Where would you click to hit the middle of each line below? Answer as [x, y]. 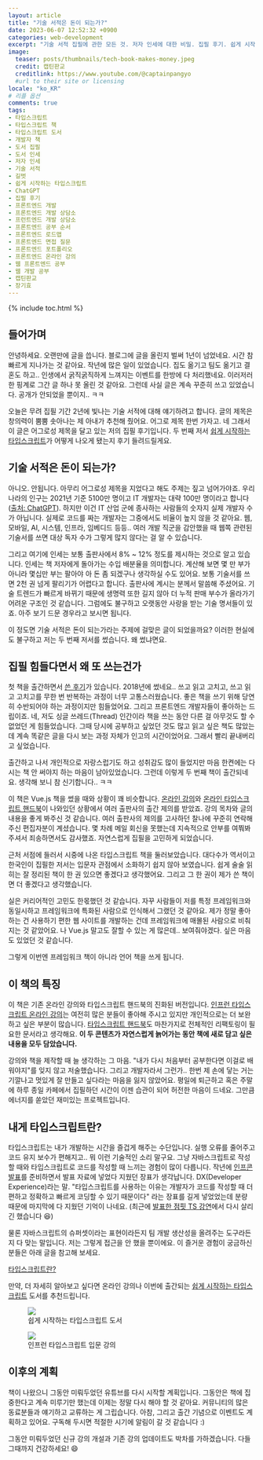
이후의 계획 [33, 1372]
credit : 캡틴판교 [40, 67]
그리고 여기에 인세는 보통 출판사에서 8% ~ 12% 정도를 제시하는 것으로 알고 [122, 554]
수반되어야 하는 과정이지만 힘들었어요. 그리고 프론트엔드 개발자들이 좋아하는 [131, 706]
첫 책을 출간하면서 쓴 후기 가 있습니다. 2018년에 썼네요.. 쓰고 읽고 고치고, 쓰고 [126, 687]
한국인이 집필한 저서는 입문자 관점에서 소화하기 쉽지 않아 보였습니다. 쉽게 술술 [126, 864]
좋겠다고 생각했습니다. [58, 884]
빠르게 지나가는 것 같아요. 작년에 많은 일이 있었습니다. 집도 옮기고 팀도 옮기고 [125, 365]
